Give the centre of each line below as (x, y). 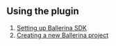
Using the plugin (43, 11)
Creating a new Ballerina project (63, 35)
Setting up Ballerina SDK (52, 27)
